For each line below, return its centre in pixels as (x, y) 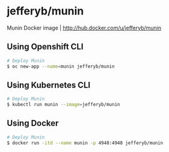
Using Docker (33, 123)
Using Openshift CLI (45, 47)
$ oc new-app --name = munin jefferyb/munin (61, 66)
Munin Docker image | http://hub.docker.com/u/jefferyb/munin (84, 28)
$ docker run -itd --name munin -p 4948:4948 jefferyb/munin (85, 143)
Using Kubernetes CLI (49, 85)
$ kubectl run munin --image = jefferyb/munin (63, 105)
